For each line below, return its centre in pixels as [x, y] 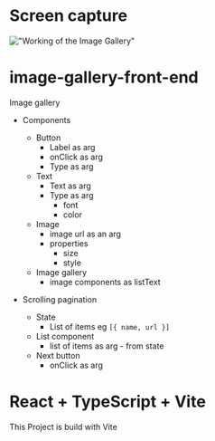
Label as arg [72, 147]
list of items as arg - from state [107, 346]
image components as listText [105, 282]
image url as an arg [85, 234]
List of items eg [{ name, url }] [109, 326]
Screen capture [69, 16]
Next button [58, 355]
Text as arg [70, 186]
